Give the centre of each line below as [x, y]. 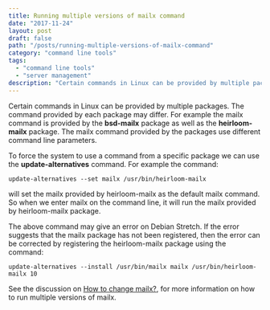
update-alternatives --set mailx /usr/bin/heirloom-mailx [107, 179]
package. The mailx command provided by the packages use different [145, 131]
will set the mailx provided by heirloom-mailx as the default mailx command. [134, 194]
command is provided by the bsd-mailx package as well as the [112, 123]
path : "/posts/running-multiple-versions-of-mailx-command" [111, 46]
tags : [17, 61]
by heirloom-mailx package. [55, 210]
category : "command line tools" [62, 53]
